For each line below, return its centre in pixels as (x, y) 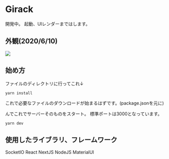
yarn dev (14, 123)
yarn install (19, 93)
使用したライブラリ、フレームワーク (61, 140)
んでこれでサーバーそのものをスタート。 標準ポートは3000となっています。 (84, 114)
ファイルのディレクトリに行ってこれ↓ (44, 84)
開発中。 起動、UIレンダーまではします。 (48, 24)
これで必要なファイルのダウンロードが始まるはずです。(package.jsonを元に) (84, 103)
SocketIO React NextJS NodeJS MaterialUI (50, 152)
